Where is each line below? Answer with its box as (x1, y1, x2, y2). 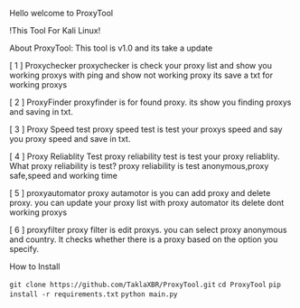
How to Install (9, 261, 61, 272)
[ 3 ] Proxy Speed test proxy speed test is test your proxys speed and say (9, 124, 283, 135)
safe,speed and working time (9, 171, 118, 181)
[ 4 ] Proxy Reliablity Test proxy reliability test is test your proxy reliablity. (9, 151, 280, 162)
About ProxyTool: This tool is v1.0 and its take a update (9, 42, 213, 53)
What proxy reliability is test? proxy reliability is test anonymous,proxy (9, 161, 269, 171)
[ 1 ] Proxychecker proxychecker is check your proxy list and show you (9, 61, 273, 70)
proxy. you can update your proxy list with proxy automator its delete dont (9, 198, 285, 208)
